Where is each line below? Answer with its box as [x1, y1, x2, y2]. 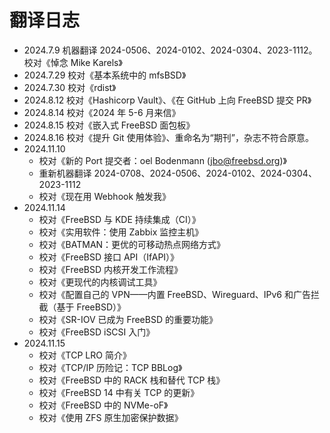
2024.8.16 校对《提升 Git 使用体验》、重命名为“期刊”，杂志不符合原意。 [23, 131, 314, 143]
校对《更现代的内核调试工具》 [38, 276, 162, 288]
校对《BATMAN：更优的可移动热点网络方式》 [38, 238, 226, 250]
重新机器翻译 [38, 167, 92, 179]
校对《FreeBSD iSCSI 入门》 [38, 326, 156, 338]
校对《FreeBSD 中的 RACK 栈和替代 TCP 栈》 [38, 374, 226, 386]
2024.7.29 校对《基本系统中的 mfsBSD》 [23, 69, 187, 81]
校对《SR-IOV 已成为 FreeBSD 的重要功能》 [38, 313, 218, 325]
